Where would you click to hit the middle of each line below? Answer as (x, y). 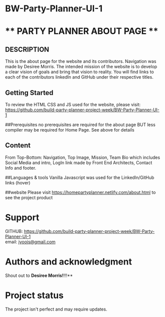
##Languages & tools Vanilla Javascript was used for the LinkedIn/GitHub (80, 177)
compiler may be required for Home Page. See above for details (70, 130)
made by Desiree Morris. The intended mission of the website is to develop (81, 67)
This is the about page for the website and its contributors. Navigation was (81, 61)
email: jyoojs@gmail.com (30, 242)
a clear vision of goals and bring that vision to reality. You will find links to (80, 72)
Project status (34, 295)
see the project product (29, 197)
